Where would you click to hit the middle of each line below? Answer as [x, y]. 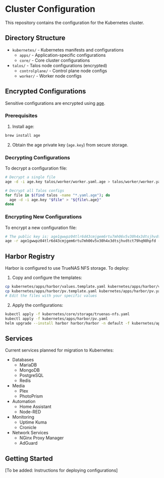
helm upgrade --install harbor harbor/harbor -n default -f [68, 323]
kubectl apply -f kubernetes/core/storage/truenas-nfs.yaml [68, 314]
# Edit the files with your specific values [51, 296]
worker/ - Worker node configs [51, 76]
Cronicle [28, 428]
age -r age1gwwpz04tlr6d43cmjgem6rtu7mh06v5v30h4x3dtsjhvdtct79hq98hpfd [81, 241]
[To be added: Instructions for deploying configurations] [61, 470]
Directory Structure [35, 38]
